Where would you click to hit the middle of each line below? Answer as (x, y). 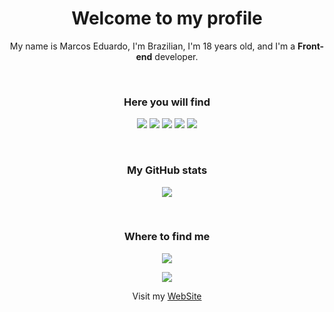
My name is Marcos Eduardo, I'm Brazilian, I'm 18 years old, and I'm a (152, 46)
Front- (311, 46)
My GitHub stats (167, 170)
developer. (176, 56)
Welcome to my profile (167, 18)
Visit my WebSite (167, 296)
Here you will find (167, 102)
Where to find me (167, 237)
